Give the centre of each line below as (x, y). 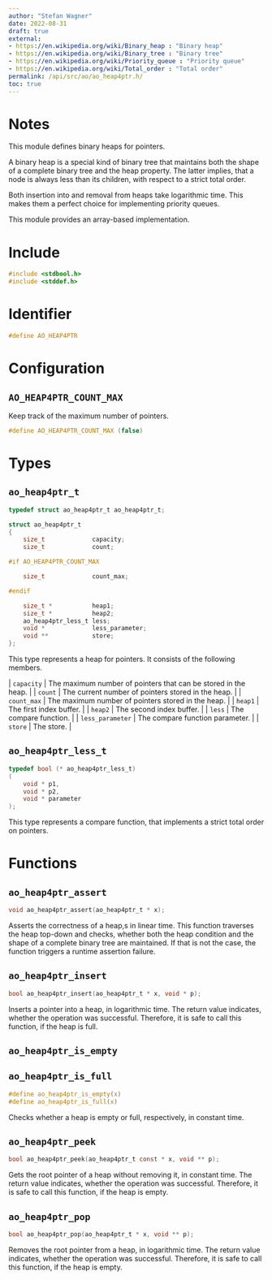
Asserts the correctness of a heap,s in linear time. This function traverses (131, 925)
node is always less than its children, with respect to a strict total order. (127, 179)
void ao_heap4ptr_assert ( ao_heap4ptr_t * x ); (86, 910)
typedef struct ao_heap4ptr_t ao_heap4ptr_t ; (86, 510)
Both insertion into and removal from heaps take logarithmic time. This (126, 195)
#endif (19, 591)
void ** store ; (69, 636)
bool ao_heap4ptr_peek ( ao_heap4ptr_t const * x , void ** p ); (114, 1159)
